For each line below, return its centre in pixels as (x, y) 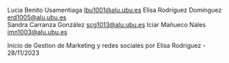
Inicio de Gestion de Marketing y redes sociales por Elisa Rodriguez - (106, 45)
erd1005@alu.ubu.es (37, 17)
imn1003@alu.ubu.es (37, 32)
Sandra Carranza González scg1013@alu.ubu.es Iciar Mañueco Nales (106, 25)
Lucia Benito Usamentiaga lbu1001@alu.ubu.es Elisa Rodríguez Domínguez (114, 10)
